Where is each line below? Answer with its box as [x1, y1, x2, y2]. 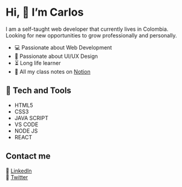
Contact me [5, 151, 51, 162]
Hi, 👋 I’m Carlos [5, 5, 84, 19]
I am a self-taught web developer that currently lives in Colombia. [5, 25, 169, 33]
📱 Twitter [5, 173, 28, 180]
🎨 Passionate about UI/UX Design [14, 52, 98, 60]
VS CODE [14, 121, 39, 128]
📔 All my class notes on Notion [14, 68, 91, 75]
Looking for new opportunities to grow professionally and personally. [5, 31, 177, 39]
